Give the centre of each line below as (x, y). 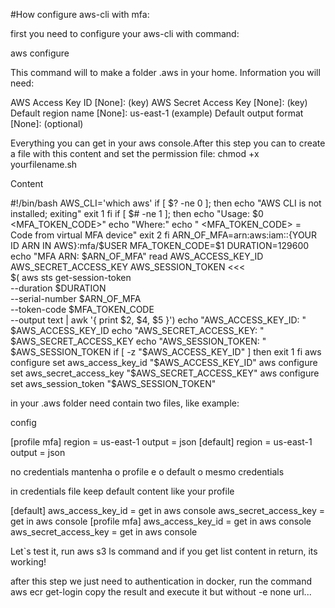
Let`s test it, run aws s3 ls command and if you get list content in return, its (164, 551)
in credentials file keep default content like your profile (122, 491)
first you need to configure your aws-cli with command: (125, 33)
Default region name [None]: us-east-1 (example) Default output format (157, 113)
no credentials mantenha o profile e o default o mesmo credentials (147, 472)
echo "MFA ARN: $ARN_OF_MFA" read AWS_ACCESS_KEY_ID (137, 256)
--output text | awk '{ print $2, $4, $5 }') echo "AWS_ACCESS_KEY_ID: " (158, 320)
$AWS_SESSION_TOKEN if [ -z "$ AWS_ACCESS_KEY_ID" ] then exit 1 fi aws (166, 352)
